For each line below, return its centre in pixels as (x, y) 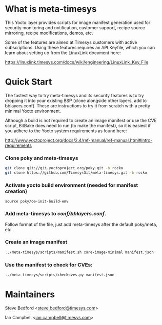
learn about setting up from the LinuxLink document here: (63, 53)
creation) (16, 191)
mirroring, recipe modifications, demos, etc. (49, 33)
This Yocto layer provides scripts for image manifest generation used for (78, 22)
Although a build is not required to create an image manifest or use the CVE (81, 120)
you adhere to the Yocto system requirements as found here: (66, 131)
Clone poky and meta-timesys (42, 158)
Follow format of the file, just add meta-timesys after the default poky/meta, (81, 224)
